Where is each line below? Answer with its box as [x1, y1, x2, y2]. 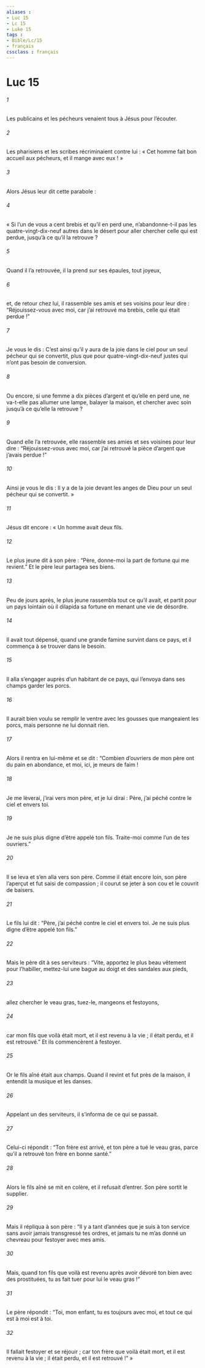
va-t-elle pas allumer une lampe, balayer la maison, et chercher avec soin [6, 398, 192, 405]
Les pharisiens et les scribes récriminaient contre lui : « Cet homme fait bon [6, 148, 197, 155]
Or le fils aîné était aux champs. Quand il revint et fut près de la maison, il [6, 1071, 191, 1078]
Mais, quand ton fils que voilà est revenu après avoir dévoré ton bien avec [6, 1269, 193, 1277]
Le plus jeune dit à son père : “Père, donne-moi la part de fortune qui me [6, 556, 190, 564]
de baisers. [6, 886, 35, 893]
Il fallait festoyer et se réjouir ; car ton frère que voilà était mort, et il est [6, 1348, 185, 1356]
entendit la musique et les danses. [6, 1078, 93, 1085]
